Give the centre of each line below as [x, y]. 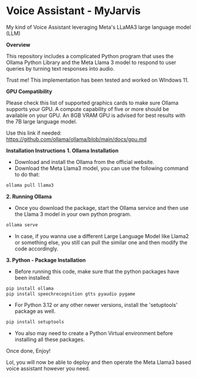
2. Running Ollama [29, 196]
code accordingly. [36, 249]
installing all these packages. [50, 340]
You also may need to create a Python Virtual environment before [94, 333]
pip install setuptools [35, 322]
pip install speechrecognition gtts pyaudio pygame [71, 294]
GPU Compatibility [29, 91]
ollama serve [22, 225]
